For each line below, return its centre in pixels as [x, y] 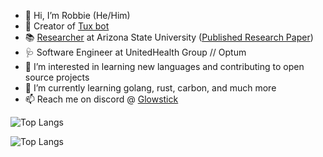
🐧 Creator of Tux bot [67, 26]
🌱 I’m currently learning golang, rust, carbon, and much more [150, 88]
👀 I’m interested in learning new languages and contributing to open [164, 66]
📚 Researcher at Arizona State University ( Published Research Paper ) [169, 37]
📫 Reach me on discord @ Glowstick [101, 99]
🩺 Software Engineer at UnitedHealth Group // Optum [135, 52]
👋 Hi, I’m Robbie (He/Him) [77, 15]
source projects [57, 77]
